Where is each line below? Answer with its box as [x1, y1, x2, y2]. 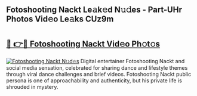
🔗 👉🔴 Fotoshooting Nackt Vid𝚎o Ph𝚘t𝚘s [6, 39, 160, 49]
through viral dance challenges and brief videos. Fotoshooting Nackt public [6, 71, 192, 78]
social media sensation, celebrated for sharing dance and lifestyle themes [6, 64, 188, 71]
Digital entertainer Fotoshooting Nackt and [80, 58, 185, 64]
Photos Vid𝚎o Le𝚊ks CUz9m [6, 14, 114, 24]
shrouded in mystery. [6, 83, 59, 90]
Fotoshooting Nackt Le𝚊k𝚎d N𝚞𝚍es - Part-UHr [6, 5, 182, 15]
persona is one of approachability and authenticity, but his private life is [6, 77, 182, 84]
